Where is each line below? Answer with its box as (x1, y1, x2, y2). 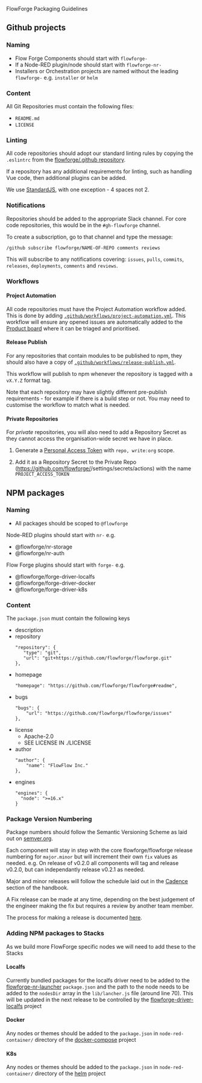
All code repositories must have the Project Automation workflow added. (6, 305, 187, 312)
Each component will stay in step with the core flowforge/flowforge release (6, 847, 193, 854)
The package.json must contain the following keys (6, 614, 130, 622)
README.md (14, 115, 40, 122)
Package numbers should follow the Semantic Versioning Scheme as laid (6, 829, 188, 836)
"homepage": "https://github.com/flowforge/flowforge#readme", (14, 683, 178, 689)
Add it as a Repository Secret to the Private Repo (14, 458, 137, 466)
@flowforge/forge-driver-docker (14, 579, 96, 587)
